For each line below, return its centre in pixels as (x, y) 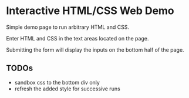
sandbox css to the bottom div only (57, 82)
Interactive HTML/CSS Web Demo (90, 11)
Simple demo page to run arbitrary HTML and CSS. (67, 27)
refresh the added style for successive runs (67, 89)
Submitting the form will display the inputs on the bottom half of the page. (95, 50)
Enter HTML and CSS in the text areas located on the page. (77, 38)
